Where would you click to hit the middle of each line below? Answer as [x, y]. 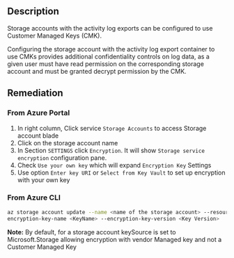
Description [33, 11]
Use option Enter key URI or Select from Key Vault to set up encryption [121, 172]
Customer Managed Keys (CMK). [55, 35]
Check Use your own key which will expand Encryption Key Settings [114, 165]
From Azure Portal [39, 113]
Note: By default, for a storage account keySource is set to [92, 232]
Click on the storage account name [68, 143]
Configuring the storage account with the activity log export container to [111, 49]
